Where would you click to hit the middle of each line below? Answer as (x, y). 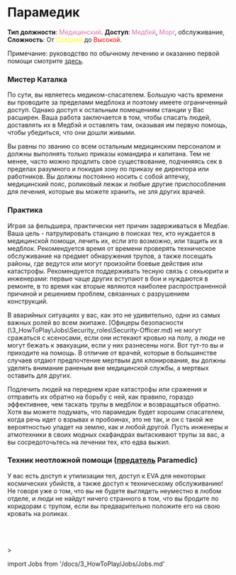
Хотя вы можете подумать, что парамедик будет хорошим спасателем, (116, 412)
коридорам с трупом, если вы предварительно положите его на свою (114, 506)
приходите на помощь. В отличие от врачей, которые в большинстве (112, 353)
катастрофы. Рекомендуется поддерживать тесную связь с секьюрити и (118, 271)
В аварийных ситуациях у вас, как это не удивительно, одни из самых (114, 315)
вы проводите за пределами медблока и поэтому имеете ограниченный (118, 102)
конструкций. (28, 301)
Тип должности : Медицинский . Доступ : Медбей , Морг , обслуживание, (116, 32)
